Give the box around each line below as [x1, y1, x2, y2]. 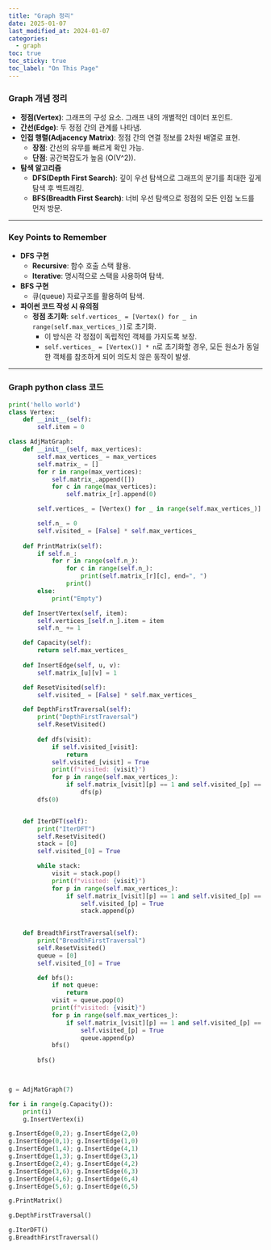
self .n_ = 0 [37, 520, 78, 528]
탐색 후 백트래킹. [31, 183, 85, 193]
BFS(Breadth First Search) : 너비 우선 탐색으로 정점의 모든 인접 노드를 [31, 193, 255, 203]
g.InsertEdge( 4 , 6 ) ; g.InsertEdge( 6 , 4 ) [8, 1175, 139, 1183]
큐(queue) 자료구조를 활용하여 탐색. [31, 292, 145, 301]
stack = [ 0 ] [37, 840, 78, 848]
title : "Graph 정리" [8, 11, 74, 20]
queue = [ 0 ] [37, 951, 78, 960]
